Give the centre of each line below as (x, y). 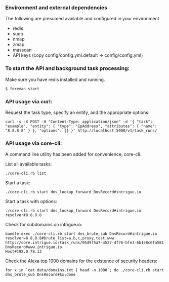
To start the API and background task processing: (68, 68)
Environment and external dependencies (56, 8)
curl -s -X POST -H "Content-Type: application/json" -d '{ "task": (79, 122)
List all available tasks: (29, 164)
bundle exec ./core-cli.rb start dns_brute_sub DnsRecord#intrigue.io (81, 234)
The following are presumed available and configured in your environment (82, 19)
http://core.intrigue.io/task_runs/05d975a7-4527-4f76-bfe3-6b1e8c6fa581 (85, 243)
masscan (22, 50)
